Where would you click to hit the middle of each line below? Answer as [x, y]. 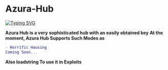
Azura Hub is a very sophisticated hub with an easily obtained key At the [84, 32]
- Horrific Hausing [26, 47]
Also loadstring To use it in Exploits [44, 62]
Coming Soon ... [22, 52]
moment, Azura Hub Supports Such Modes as [55, 38]
